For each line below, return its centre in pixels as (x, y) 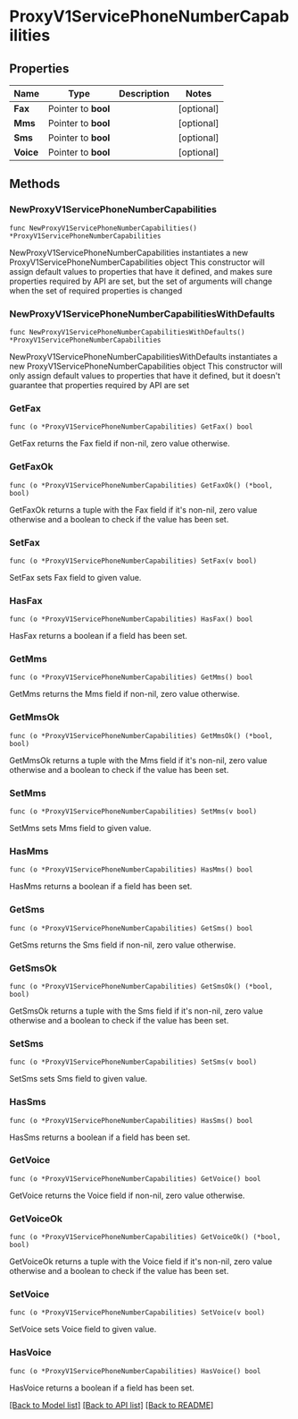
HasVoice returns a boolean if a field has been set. (102, 1388)
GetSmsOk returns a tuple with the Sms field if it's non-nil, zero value (136, 1011)
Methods (35, 184)
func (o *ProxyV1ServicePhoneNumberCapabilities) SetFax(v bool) (133, 561)
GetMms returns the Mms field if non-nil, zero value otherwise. (125, 694)
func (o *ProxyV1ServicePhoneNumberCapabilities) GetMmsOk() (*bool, (141, 735)
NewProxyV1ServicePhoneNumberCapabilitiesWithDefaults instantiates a (144, 356)
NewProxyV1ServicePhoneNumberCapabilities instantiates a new (128, 252)
